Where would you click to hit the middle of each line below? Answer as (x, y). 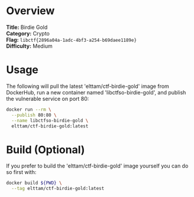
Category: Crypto (28, 33)
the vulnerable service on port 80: (48, 98)
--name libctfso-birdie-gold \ (50, 120)
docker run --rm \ (29, 109)
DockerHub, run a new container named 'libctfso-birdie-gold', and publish (96, 92)
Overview (30, 11)
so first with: (21, 172)
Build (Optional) (46, 150)
